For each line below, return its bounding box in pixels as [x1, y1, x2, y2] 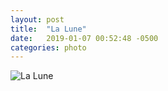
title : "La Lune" [10, 24, 87, 34]
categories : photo [10, 42, 87, 53]
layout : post [10, 14, 65, 25]
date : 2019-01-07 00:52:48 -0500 [10, 33, 159, 43]
